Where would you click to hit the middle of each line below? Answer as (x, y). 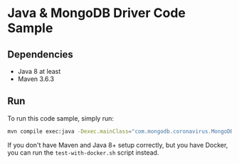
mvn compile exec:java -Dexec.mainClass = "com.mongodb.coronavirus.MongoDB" (122, 131)
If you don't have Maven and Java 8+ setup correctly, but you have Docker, (118, 145)
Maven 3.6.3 (36, 79)
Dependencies (40, 54)
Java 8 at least (39, 71)
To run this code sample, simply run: (61, 118)
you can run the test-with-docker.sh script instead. (83, 152)
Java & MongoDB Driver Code (97, 13)
